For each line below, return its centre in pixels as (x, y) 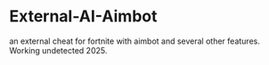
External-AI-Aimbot (83, 16)
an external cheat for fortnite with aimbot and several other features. (134, 41)
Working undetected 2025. (58, 50)
